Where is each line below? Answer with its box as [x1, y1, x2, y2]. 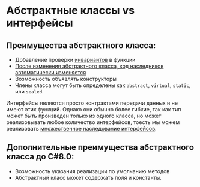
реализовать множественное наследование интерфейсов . [6, 125, 157, 132]
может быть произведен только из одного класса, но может [6, 112, 162, 119]
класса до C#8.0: [6, 152, 74, 162]
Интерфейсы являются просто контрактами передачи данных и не [6, 99, 178, 107]
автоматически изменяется [14, 69, 86, 76]
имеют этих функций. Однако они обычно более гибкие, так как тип [6, 106, 181, 113]
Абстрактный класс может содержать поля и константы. [14, 174, 162, 181]
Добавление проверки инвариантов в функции [14, 56, 136, 63]
